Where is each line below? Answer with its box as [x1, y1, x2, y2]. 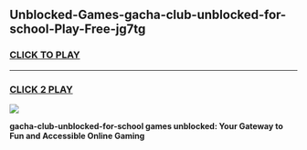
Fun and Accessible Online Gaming [9, 130, 145, 141]
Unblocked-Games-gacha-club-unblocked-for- [9, 7, 287, 23]
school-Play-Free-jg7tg [9, 22, 146, 37]
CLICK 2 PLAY [9, 83, 73, 95]
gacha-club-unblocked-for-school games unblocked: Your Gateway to [9, 120, 283, 131]
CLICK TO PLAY [9, 49, 80, 62]
